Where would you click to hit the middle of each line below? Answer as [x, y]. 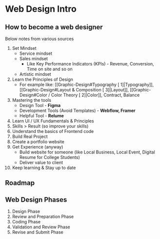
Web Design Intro [41, 9]
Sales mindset [33, 59]
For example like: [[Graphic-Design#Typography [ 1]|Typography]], [87, 85]
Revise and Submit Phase [38, 232]
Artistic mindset [35, 74]
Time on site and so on [50, 69]
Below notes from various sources [40, 39]
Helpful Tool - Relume [42, 116]
